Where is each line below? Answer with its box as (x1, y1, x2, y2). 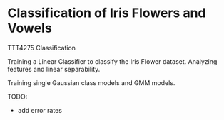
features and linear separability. (7, 65, 101, 73)
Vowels (7, 20, 52, 36)
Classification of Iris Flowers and (7, 5, 206, 21)
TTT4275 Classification (7, 43, 76, 52)
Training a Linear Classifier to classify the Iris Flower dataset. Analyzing (7, 57, 218, 65)
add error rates (17, 106, 63, 114)
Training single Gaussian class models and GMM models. (7, 78, 175, 87)
